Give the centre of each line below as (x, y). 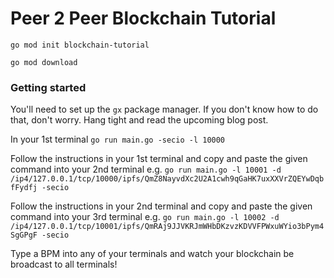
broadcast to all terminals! (64, 264)
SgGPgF (24, 235)
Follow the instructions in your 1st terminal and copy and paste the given (159, 159)
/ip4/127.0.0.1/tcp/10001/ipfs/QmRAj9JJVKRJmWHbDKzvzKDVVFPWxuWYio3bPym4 (167, 227)
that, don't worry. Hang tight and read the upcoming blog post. (139, 120)
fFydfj (24, 188)
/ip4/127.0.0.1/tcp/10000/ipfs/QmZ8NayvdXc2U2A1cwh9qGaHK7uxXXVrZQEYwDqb (167, 179)
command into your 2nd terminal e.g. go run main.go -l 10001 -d (146, 169)
